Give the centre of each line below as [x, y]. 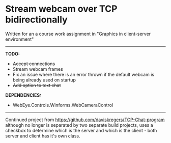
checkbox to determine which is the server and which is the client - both [81, 130]
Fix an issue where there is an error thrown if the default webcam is [83, 74]
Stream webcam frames [38, 69]
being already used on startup [44, 80]
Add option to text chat [37, 85]
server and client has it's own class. [43, 136]
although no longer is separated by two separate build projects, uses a [79, 125]
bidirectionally [36, 20]
